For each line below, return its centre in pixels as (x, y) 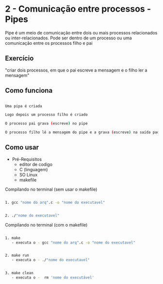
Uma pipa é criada (24, 106)
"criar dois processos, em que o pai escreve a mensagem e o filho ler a (76, 70)
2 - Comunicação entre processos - (78, 9)
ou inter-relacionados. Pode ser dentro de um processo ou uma (68, 38)
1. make (13, 238)
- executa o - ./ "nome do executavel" (51, 260)
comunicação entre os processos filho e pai (49, 43)
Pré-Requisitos (27, 159)
